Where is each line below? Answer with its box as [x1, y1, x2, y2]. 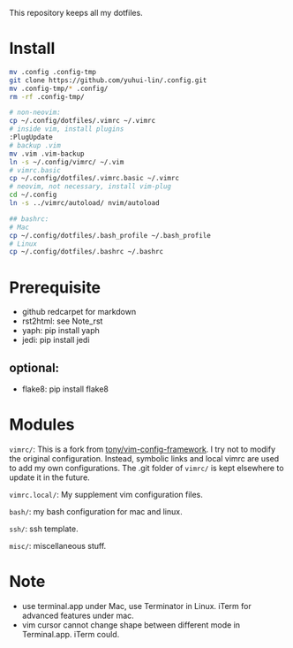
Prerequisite [9, 278, 101, 297]
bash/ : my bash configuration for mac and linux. [9, 507, 183, 516]
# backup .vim [9, 141, 62, 149]
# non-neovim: [9, 108, 62, 118]
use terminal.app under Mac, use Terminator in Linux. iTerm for [21, 600, 252, 611]
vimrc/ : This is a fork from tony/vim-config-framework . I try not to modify [9, 444, 276, 454]
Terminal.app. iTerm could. [21, 629, 120, 639]
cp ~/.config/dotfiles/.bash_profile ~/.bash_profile [9, 231, 212, 240]
